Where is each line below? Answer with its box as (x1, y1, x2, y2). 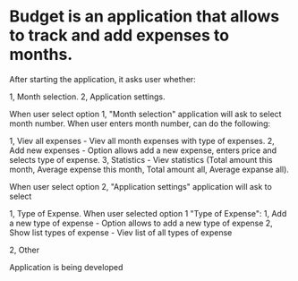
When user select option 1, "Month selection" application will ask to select (9, 108, 282, 119)
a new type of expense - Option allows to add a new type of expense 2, (9, 217, 273, 228)
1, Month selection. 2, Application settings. (9, 91, 166, 102)
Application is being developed (9, 261, 123, 272)
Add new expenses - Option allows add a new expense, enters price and (9, 145, 277, 156)
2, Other (9, 244, 40, 255)
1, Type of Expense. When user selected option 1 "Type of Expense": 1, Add (9, 208, 287, 218)
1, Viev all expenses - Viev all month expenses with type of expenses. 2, (9, 135, 275, 146)
